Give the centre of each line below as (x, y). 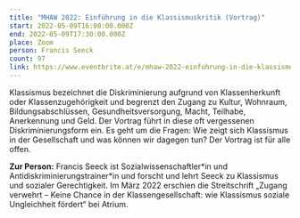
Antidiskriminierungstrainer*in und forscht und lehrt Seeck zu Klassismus (144, 175)
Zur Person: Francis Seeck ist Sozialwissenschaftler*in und (118, 166)
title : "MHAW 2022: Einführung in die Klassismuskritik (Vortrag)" (137, 17)
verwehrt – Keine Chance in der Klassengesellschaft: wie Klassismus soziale (150, 194)
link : (19, 68)
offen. (20, 149)
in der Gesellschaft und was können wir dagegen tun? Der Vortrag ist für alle (150, 140)
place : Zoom (31, 42)
